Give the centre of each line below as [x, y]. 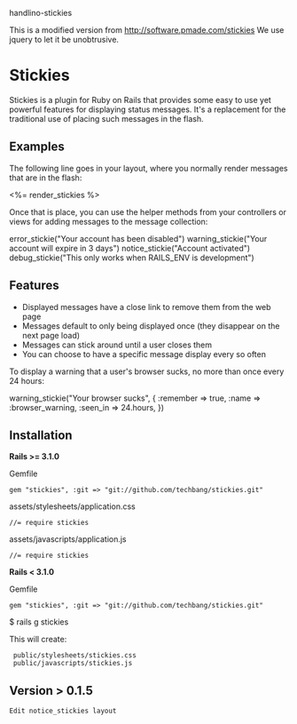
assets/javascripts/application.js [68, 539]
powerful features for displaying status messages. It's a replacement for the [148, 109]
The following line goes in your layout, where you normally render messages [148, 168]
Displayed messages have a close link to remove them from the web [147, 306]
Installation [41, 435]
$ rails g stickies [39, 622]
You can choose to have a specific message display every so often [144, 354]
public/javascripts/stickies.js [73, 664]
